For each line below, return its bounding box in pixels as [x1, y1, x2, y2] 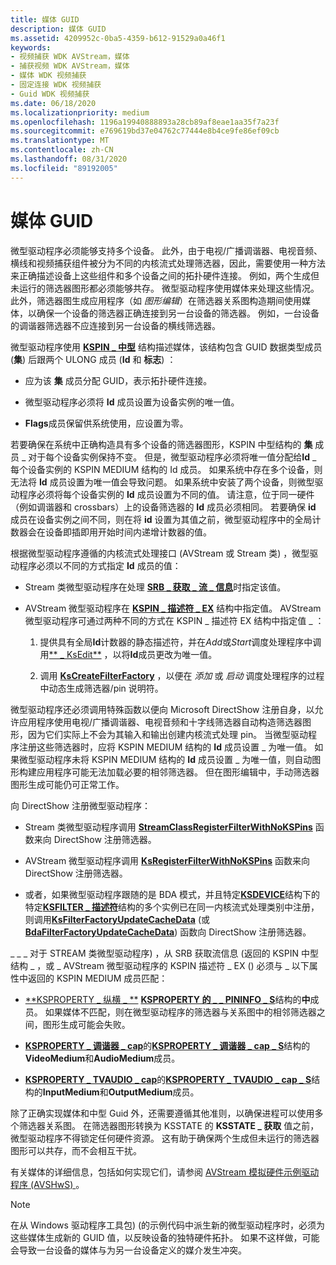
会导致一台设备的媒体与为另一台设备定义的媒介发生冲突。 [10, 1244, 247, 1256]
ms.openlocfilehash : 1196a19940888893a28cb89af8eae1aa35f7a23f [10, 117, 280, 127]
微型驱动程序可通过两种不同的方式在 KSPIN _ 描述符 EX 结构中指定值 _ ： [24, 614, 325, 626]
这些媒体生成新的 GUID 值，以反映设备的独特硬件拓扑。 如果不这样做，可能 [10, 1231, 320, 1243]
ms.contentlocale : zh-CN [10, 145, 114, 155]
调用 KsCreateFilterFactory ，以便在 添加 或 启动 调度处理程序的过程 [39, 669, 325, 681]
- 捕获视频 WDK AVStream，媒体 [10, 61, 130, 71]
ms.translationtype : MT [10, 136, 110, 146]
